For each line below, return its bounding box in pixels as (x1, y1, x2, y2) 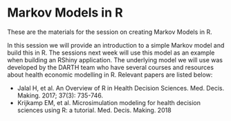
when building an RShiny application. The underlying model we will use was (7, 55, 223, 64)
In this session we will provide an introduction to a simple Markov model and (7, 41, 225, 49)
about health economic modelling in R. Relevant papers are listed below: (7, 71, 213, 79)
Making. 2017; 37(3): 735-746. (17, 91, 104, 100)
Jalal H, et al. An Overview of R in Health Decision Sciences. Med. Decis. (17, 84, 225, 92)
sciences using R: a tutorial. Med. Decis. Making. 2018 (17, 106, 172, 114)
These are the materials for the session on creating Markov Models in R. (7, 28, 212, 36)
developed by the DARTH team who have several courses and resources (7, 63, 214, 71)
